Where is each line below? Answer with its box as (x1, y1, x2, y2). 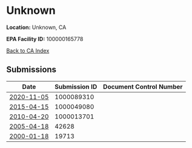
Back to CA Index (6, 47, 50, 54)
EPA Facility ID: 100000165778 (6, 35, 84, 42)
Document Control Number (102, 82, 183, 91)
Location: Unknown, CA (6, 24, 67, 31)
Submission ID (54, 82, 98, 91)
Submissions (6, 65, 56, 75)
